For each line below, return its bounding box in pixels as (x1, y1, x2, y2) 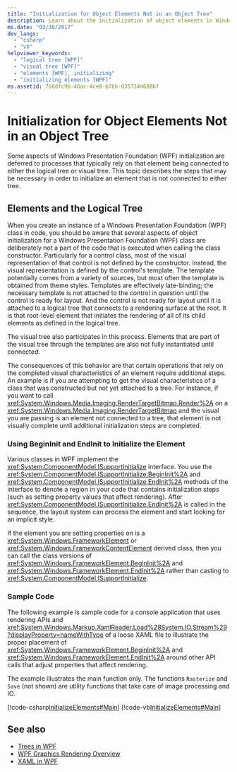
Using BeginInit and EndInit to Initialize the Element (7, 439, 186, 449)
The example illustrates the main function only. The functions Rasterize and (7, 674, 228, 683)
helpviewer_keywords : (7, 50, 71, 57)
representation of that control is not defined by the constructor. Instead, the (7, 259, 227, 267)
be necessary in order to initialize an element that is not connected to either (7, 174, 227, 183)
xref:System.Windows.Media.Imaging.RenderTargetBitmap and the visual (7, 406, 219, 415)
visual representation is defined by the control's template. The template (7, 266, 215, 275)
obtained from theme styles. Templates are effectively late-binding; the (7, 281, 214, 289)
